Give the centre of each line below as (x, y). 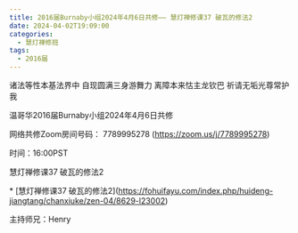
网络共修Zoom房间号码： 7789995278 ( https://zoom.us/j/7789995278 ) (140, 134)
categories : (31, 34)
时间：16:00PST (39, 153)
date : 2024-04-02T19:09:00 (59, 26)
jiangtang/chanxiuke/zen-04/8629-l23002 (87, 201)
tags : (19, 51)
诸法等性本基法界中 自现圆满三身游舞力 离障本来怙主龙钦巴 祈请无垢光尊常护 (149, 85)
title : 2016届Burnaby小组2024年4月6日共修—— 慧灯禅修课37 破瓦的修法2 (131, 17)
